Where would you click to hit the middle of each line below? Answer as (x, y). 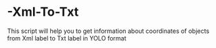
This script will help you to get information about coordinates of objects (108, 31)
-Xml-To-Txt (43, 12)
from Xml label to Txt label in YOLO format (67, 38)
